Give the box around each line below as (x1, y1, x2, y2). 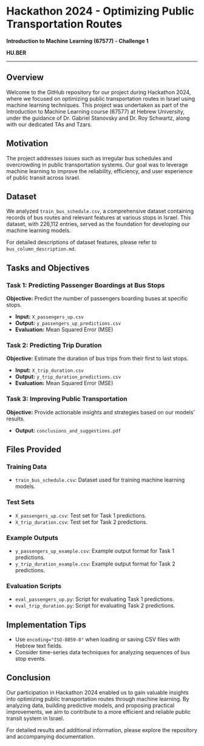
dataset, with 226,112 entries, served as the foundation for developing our (6, 221, 190, 228)
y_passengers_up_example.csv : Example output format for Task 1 (15, 547, 175, 554)
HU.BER (6, 49, 26, 56)
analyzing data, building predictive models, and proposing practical (6, 702, 175, 709)
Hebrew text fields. (15, 642, 63, 649)
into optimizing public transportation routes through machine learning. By (6, 695, 189, 702)
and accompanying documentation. (6, 733, 95, 740)
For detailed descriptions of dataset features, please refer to (6, 239, 157, 246)
